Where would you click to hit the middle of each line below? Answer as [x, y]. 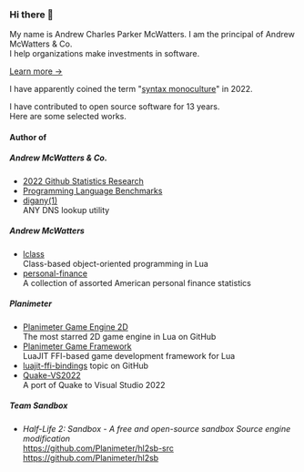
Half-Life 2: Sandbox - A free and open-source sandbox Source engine [157, 428]
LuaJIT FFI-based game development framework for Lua [129, 355]
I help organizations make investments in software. [105, 54]
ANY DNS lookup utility [66, 210]
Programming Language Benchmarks [92, 190]
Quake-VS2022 [51, 375]
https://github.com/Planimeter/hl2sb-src [98, 448]
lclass [34, 253]
